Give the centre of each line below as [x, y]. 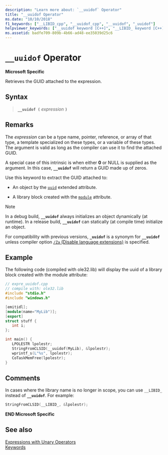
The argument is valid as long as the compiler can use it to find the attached [83, 147]
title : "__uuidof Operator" [34, 14]
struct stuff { [21, 321]
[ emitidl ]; [16, 307]
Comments [23, 378]
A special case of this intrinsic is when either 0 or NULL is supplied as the [81, 162]
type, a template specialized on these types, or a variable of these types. [80, 142]
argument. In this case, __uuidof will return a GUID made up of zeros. [76, 167]
